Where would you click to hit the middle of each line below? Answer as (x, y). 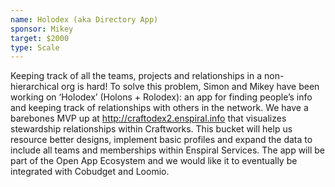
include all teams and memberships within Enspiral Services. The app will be (167, 150)
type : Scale (35, 47)
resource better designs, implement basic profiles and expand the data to (161, 140)
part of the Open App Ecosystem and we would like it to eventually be (154, 161)
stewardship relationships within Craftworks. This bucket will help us (151, 129)
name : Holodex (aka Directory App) (84, 19)
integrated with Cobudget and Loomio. (90, 172)
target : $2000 (40, 38)
